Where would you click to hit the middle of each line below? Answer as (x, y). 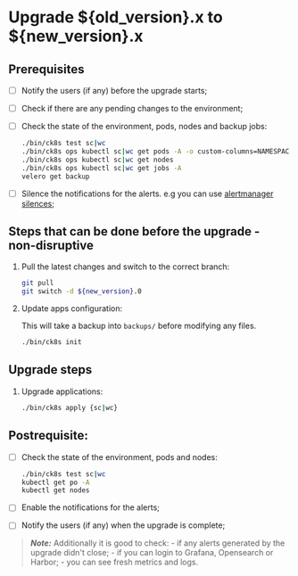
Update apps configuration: (71, 309)
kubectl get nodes (55, 490)
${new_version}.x (76, 36)
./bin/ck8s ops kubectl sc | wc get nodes (97, 160)
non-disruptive (51, 246)
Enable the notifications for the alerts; (90, 507)
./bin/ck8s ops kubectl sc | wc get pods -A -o (107, 152)
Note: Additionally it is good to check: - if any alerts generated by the (157, 543)
